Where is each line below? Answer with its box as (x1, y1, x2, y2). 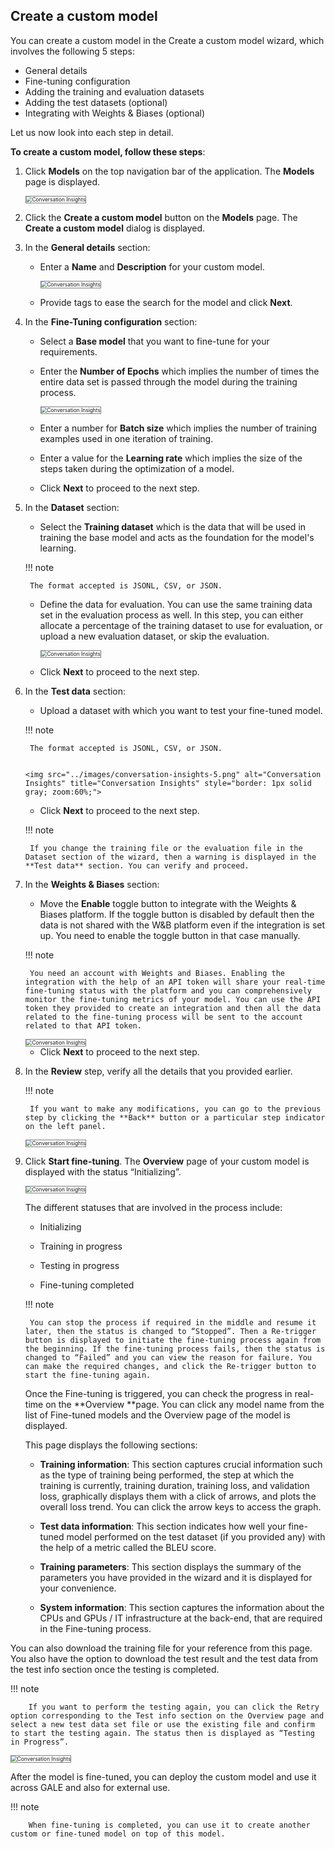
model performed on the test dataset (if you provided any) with (66, 1530, 326, 1543)
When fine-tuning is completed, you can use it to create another (28, 1820, 311, 1830)
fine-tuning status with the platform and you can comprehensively (24, 985, 312, 996)
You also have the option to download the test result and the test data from (10, 1652, 318, 1664)
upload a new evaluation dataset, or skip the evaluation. (39, 630, 270, 642)
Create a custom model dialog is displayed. (24, 222, 206, 234)
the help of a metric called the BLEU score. (39, 1541, 217, 1553)
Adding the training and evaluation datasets (24, 85, 205, 98)
